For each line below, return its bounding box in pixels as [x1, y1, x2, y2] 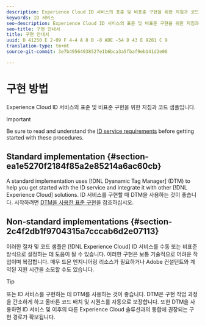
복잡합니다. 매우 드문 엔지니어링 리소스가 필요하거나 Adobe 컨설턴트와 [22, 258, 189, 266]
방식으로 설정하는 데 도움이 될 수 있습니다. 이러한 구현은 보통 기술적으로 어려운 [6, 250, 192, 258]
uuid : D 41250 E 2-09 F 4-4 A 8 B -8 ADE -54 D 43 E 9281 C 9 [6, 37, 168, 43]
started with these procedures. [6, 133, 84, 141]
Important [6, 115, 31, 122]
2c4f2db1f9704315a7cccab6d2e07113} [6, 226, 159, 236]
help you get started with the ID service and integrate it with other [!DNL [6, 183, 188, 191]
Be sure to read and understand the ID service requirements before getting [6, 127, 194, 135]
